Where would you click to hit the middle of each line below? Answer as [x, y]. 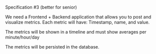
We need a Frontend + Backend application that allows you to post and [78, 17]
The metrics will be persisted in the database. [52, 47]
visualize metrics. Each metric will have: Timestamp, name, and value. [77, 22]
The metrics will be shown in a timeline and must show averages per [76, 32]
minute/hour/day [22, 37]
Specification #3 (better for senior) [41, 7]
